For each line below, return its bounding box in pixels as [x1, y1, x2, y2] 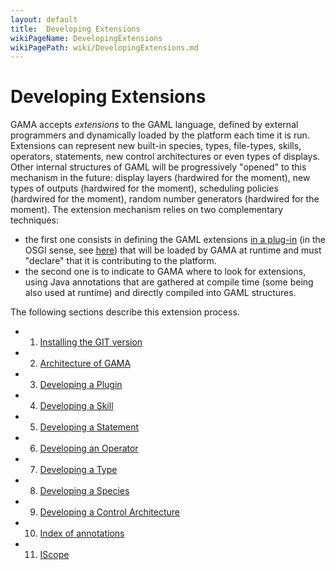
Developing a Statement [39, 421, 140, 433]
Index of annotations [39, 527, 125, 540]
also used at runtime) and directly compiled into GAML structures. [24, 287, 297, 299]
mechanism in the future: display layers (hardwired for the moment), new [10, 172, 311, 184]
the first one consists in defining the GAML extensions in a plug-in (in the [24, 234, 326, 246]
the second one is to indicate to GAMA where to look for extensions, [24, 266, 307, 278]
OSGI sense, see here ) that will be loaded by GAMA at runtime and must [24, 244, 322, 256]
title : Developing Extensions [10, 24, 141, 34]
